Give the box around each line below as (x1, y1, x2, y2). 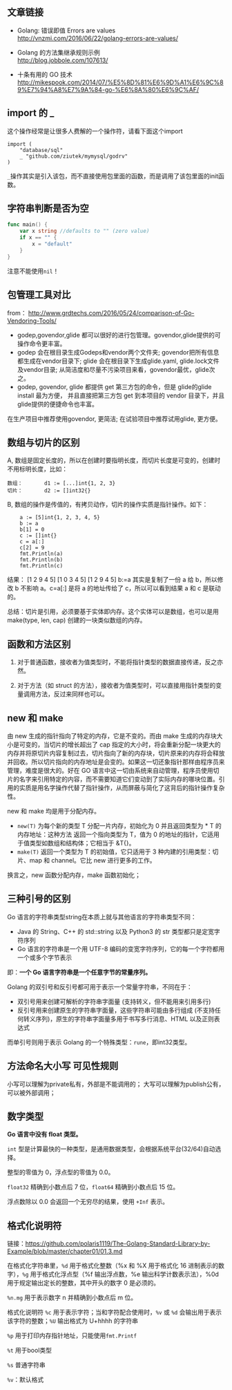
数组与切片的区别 (7, 436, 80, 448)
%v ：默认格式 (7, 1375, 44, 1384)
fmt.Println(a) (19, 550, 64, 558)
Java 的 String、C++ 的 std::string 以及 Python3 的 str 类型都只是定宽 (17, 927, 215, 935)
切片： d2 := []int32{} (7, 487, 91, 494)
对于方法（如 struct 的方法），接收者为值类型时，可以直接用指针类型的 (17, 682, 216, 690)
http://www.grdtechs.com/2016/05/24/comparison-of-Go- (28, 308, 195, 317)
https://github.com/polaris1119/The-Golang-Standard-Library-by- (25, 1239, 211, 1248)
